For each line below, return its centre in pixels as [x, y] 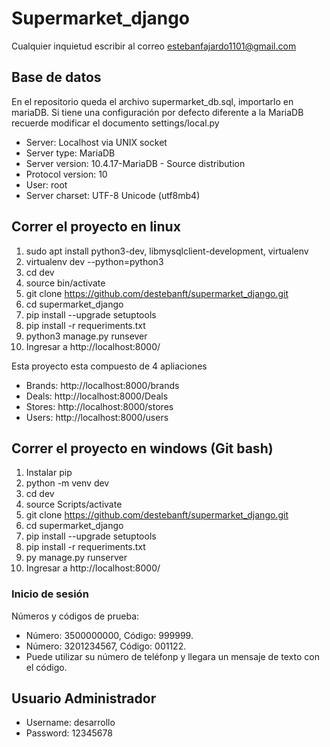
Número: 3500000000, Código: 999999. [109, 635]
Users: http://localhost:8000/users [97, 417]
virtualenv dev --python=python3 [94, 261]
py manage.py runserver [76, 558]
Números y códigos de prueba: [75, 616]
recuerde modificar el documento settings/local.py [115, 123]
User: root [46, 184]
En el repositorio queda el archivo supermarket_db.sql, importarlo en [152, 101]
